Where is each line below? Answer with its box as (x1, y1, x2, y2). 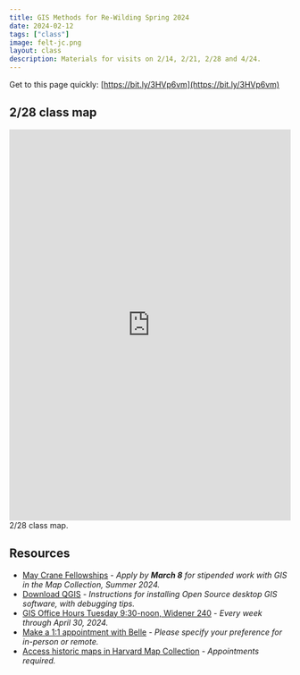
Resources (9, 546, 71, 561)
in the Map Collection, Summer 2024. (21, 578, 161, 590)
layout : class (9, 46, 62, 55)
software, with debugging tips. (21, 598, 136, 609)
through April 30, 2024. (21, 617, 109, 628)
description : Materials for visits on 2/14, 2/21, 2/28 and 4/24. (9, 55, 262, 63)
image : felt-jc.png (9, 38, 82, 47)
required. (21, 654, 56, 666)
